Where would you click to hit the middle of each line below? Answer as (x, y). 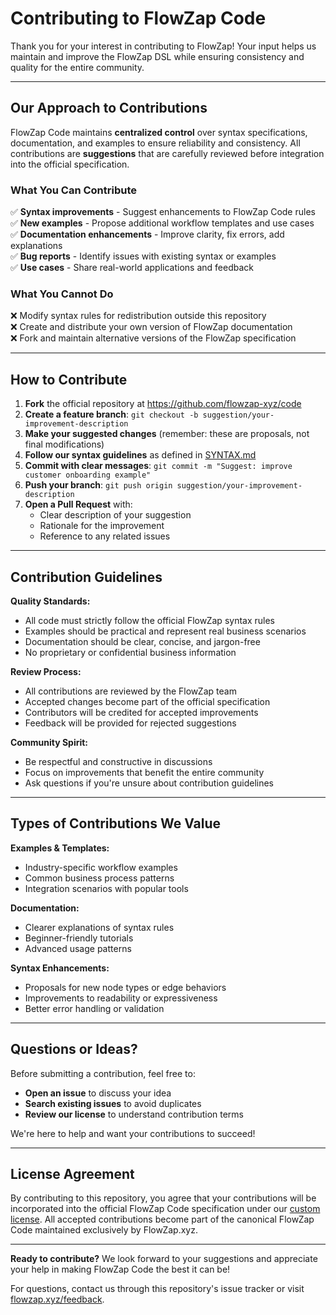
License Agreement (72, 1173)
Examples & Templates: (60, 848)
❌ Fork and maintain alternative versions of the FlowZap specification (153, 338)
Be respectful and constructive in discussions (118, 761)
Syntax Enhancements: (60, 968)
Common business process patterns (99, 878)
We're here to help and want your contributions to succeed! (133, 1133)
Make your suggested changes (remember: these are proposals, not (167, 434)
